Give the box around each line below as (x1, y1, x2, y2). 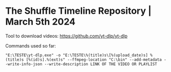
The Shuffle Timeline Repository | (5, 5, 151, 17)
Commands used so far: (5, 42, 56, 49)
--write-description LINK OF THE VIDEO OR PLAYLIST (44, 61, 158, 66)
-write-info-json (5, 61, 43, 66)
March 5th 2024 (5, 16, 76, 28)
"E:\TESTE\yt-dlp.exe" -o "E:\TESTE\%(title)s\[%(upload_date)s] (5, 53, 148, 58)
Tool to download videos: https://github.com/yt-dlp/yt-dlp (5, 33, 128, 39)
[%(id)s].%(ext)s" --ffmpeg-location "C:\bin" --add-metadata (26, 57, 162, 62)
